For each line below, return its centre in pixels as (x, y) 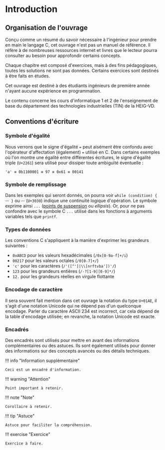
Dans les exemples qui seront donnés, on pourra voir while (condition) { (81, 195)
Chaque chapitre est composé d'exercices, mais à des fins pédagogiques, (81, 65)
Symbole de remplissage (36, 184)
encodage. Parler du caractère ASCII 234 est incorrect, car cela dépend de (82, 311)
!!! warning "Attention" (28, 379)
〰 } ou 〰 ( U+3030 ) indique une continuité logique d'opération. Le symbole (81, 200)
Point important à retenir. (34, 388)
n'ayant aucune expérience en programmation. (53, 91)
